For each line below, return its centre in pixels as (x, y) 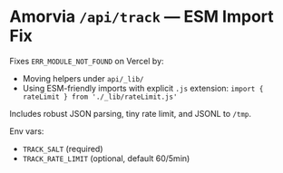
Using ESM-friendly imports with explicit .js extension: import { (143, 88)
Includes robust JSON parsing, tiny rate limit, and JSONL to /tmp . (131, 113)
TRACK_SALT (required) (63, 149)
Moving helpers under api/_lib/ (83, 78)
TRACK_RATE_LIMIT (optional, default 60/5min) (106, 158)
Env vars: (27, 131)
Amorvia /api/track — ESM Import (141, 17)
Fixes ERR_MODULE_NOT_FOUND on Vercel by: (87, 61)
